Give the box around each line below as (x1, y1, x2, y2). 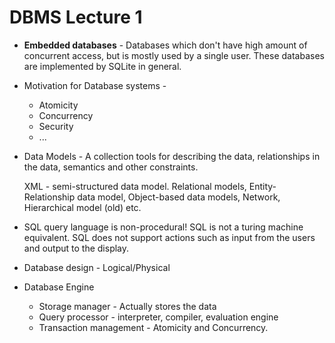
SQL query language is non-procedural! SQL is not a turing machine (23, 221, 304, 233)
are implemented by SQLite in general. (23, 60, 182, 72)
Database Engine (23, 281, 95, 293)
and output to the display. (23, 242, 130, 254)
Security (38, 120, 74, 132)
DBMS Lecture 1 (9, 6, 143, 29)
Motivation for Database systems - (23, 79, 167, 91)
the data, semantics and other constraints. (23, 161, 199, 173)
